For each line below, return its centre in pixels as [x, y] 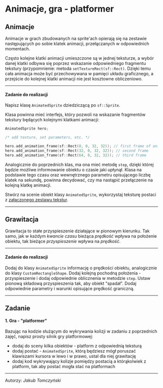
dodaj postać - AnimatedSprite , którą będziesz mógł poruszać [74, 351]
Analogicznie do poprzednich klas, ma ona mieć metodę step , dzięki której [79, 164]
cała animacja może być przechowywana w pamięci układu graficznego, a [79, 73]
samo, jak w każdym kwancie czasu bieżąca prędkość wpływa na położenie [81, 236]
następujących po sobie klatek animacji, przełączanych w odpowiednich [77, 44]
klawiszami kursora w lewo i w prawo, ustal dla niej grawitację [74, 356]
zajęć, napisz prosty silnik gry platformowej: [49, 337]
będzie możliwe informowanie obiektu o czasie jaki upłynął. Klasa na [73, 170]
